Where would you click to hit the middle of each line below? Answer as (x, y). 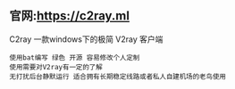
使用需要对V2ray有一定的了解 (56, 67)
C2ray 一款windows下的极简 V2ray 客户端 (86, 39)
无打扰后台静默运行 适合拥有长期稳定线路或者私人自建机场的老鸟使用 (117, 77)
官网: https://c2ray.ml (69, 16)
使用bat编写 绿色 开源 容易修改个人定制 (75, 57)
